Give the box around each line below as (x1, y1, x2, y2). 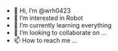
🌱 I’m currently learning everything (13, 21, 112, 29)
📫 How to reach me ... (13, 37, 78, 44)
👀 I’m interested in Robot (13, 14, 84, 22)
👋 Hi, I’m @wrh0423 (13, 7, 71, 14)
